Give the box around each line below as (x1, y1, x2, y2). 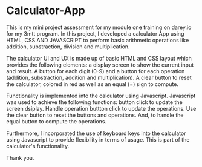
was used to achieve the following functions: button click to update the (6, 98, 183, 106)
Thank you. (6, 154, 34, 161)
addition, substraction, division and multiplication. (6, 43, 130, 50)
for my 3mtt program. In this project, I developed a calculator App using (6, 30, 184, 37)
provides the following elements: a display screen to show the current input (6, 61, 194, 68)
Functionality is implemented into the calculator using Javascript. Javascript (6, 92, 196, 99)
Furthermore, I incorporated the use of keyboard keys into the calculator (6, 129, 186, 137)
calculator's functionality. (6, 142, 70, 149)
